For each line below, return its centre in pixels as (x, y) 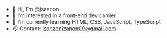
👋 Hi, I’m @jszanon (36, 9)
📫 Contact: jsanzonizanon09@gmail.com (64, 28)
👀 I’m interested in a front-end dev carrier (64, 15)
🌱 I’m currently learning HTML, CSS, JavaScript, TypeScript (86, 22)
